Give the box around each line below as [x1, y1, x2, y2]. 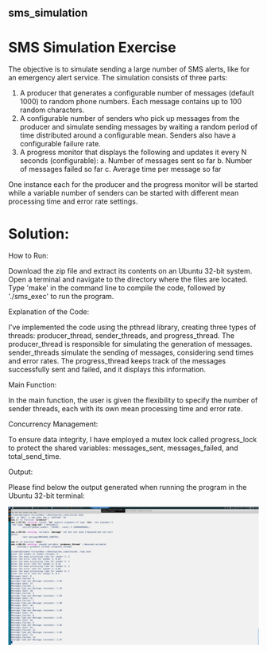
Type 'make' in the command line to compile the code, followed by [8, 283, 226, 293]
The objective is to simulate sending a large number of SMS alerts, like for [8, 64, 250, 74]
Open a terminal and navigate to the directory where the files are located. [8, 274, 248, 285]
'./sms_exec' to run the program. [8, 292, 114, 301]
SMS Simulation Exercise [8, 38, 176, 56]
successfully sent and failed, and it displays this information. [8, 365, 207, 375]
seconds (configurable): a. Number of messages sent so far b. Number [19, 156, 253, 165]
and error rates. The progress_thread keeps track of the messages [8, 356, 226, 366]
